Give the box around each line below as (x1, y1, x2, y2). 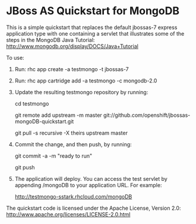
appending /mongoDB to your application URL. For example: (14, 181, 162, 188)
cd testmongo (14, 100, 49, 107)
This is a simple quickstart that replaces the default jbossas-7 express (6, 24, 178, 31)
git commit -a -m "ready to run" (14, 152, 93, 159)
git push (14, 164, 35, 171)
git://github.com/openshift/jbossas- (103, 111, 191, 119)
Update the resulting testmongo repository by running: (14, 88, 148, 95)
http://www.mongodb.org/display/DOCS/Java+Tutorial (6, 43, 138, 50)
